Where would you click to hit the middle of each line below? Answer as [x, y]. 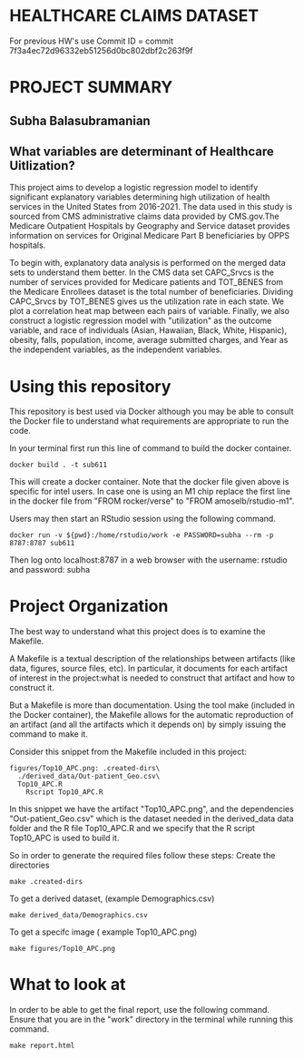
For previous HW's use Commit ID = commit [92, 41]
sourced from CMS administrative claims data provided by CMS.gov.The [144, 216]
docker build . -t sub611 [58, 465]
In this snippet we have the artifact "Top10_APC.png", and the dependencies [152, 809]
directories [29, 865]
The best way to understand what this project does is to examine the [137, 632]
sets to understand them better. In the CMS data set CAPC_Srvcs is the [142, 272]
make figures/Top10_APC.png [63, 949]
